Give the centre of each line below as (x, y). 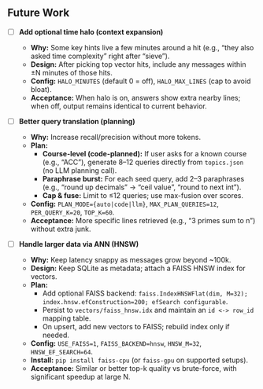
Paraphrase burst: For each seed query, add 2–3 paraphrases (143, 178)
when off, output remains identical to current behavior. (119, 106)
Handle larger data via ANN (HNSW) (79, 244)
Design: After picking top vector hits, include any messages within (138, 64)
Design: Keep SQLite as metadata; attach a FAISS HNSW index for (138, 268)
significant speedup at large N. (80, 377)
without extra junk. (61, 229)
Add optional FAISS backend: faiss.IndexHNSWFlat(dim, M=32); (145, 293)
